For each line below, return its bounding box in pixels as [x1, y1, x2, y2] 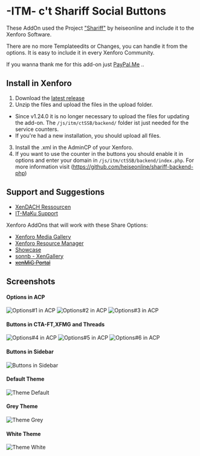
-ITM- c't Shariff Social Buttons [6, 4, 166, 18]
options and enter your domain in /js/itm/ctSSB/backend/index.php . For [15, 156, 195, 164]
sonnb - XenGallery [15, 252, 64, 260]
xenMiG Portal [15, 259, 51, 266]
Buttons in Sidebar [6, 347, 54, 355]
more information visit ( [15, 163, 74, 170]
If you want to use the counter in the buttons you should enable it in [15, 150, 184, 157]
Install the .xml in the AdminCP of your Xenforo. [15, 144, 134, 151]
